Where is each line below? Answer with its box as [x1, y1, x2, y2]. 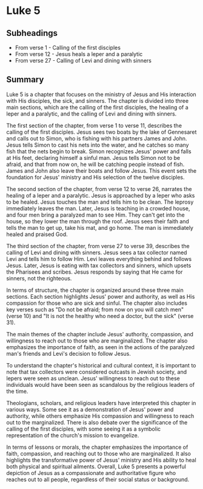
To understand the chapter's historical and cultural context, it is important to [6, 361, 196, 369]
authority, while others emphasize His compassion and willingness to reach [6, 412, 195, 420]
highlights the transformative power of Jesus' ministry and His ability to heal [6, 456, 197, 463]
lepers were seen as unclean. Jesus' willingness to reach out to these [6, 375, 180, 382]
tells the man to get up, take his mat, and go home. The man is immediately [6, 224, 194, 231]
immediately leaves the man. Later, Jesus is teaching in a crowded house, [6, 204, 190, 212]
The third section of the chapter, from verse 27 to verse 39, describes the [6, 242, 190, 249]
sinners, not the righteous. [6, 274, 72, 282]
